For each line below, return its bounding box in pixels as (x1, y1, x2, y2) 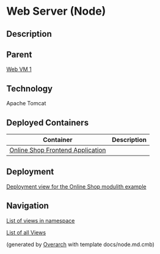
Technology (6, 83, 53, 94)
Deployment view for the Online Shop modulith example (6, 182, 147, 190)
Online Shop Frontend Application (9, 146, 106, 154)
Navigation (6, 201, 49, 211)
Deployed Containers (6, 118, 89, 128)
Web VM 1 (6, 65, 32, 73)
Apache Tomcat (6, 100, 46, 107)
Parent (6, 49, 32, 59)
